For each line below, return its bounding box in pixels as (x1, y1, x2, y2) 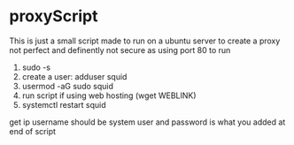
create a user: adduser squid (21, 71, 128, 81)
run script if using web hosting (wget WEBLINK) (21, 90, 197, 101)
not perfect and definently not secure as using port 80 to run (9, 44, 231, 55)
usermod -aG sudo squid (21, 80, 113, 91)
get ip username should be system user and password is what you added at (9, 117, 286, 127)
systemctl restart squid (21, 99, 106, 110)
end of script (9, 126, 56, 136)
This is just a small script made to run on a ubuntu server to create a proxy (9, 35, 281, 46)
